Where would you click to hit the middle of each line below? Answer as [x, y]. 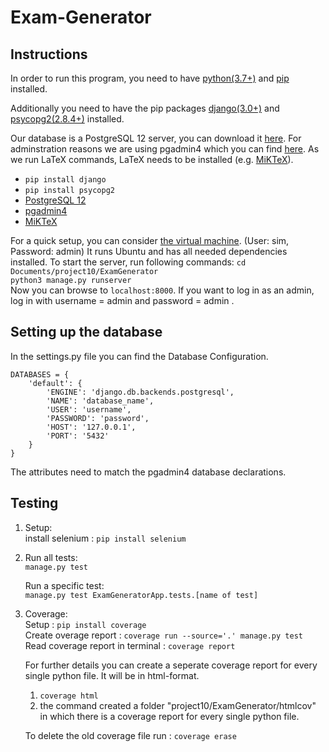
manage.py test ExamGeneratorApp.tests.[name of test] [141, 595]
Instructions [49, 54]
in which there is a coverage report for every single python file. [169, 716]
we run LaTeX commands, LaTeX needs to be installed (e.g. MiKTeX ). [152, 159]
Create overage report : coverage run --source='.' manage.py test [163, 635]
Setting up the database [86, 332]
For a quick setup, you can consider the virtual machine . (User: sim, [150, 240]
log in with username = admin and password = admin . [122, 300]
